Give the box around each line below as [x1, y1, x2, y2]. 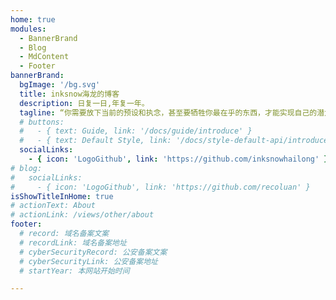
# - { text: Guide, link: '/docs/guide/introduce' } [19, 126, 253, 136]
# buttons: [19, 117, 65, 127]
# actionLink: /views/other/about [10, 210, 155, 220]
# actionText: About [10, 201, 97, 211]
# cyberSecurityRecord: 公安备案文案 [19, 247, 168, 257]
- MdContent [19, 52, 70, 62]
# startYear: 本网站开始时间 [19, 266, 130, 276]
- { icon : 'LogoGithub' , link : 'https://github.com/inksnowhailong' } [28, 154, 329, 164]
